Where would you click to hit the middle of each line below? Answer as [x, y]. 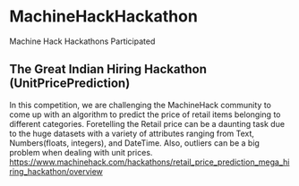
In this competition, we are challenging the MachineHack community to [140, 105]
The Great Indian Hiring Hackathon [108, 69]
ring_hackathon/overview [56, 171]
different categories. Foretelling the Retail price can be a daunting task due [147, 123]
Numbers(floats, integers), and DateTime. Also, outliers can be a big [134, 143]
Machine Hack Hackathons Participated [82, 41]
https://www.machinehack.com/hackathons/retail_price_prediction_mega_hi [149, 162]
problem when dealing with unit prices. [81, 152]
